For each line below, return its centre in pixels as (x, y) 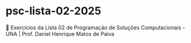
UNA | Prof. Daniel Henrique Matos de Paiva (60, 33)
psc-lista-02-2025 (53, 11)
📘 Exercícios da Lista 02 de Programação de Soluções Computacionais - (95, 27)
